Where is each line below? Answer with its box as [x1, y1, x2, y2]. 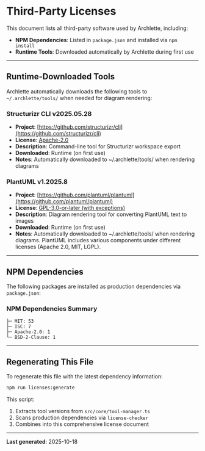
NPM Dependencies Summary [6, 305, 98, 313]
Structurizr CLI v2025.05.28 [6, 109, 92, 118]
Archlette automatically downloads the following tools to [6, 87, 148, 95]
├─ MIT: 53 [6, 319, 34, 325]
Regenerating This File [6, 356, 94, 367]
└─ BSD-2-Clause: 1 [6, 334, 56, 341]
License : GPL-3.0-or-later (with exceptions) [15, 204, 126, 212]
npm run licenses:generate [6, 384, 75, 391]
